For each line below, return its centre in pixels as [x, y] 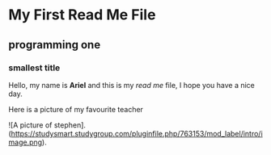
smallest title [34, 68]
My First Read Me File [82, 15]
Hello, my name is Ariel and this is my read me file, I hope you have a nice [131, 85]
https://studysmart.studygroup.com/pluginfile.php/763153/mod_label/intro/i [137, 133]
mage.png [25, 142]
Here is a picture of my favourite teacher [76, 109]
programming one [55, 45]
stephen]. [70, 125]
